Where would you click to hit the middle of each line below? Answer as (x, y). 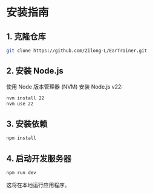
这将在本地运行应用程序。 (38, 185)
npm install (21, 138)
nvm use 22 (20, 104)
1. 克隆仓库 (26, 36)
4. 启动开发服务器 (39, 158)
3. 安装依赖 (27, 124)
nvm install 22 (25, 98)
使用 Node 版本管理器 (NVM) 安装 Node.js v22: (64, 86)
